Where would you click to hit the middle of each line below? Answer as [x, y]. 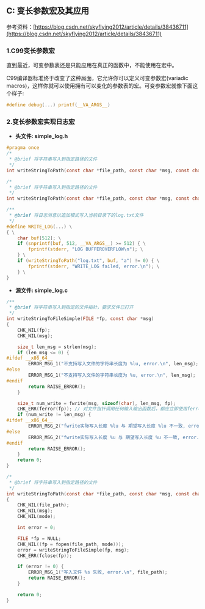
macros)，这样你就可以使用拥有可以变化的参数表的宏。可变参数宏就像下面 [100, 86]
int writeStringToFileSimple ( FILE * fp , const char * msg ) [80, 319]
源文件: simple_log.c [41, 290]
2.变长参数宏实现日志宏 [41, 122]
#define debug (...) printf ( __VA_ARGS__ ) [59, 105]
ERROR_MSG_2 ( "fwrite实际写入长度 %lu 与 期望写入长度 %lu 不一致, [107, 426]
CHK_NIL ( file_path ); [43, 505]
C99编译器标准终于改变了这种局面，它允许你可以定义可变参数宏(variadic [97, 78]
